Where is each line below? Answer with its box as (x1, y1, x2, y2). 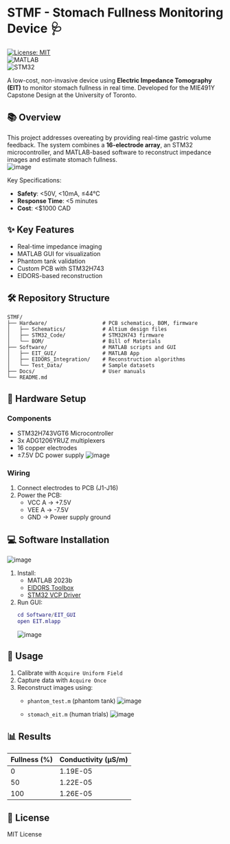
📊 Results (7, 731, 51, 743)
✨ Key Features (7, 224, 74, 235)
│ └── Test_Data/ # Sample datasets (7, 362, 155, 369)
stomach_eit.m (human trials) (27, 710, 108, 718)
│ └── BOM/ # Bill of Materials (7, 338, 161, 345)
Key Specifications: (7, 176, 62, 184)
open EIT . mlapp (16, 618, 61, 625)
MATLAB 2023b (27, 576, 73, 584)
